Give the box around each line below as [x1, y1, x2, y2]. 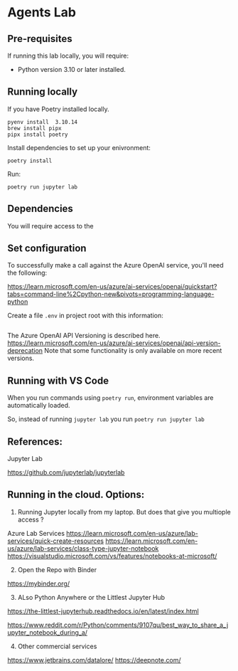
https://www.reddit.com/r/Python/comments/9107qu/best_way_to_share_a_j [7, 620, 229, 629]
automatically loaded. [7, 401, 70, 410]
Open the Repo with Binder [17, 565, 97, 574]
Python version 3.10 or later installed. [17, 65, 126, 73]
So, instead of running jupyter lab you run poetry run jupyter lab [7, 415, 205, 423]
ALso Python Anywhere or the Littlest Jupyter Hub [17, 593, 166, 601]
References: [7, 435, 63, 448]
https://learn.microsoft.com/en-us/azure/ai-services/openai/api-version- [7, 339, 221, 347]
